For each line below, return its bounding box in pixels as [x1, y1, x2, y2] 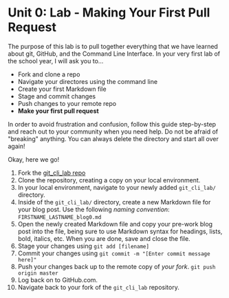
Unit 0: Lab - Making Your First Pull [8, 5, 210, 21]
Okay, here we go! [8, 155, 60, 163]
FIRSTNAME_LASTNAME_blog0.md [17, 213, 102, 221]
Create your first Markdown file [17, 85, 107, 93]
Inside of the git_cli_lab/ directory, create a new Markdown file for [17, 198, 211, 206]
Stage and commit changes [17, 92, 96, 100]
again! [8, 142, 25, 150]
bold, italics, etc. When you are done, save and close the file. [17, 234, 191, 242]
